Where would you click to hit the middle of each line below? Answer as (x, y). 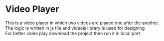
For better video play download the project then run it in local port (73, 33)
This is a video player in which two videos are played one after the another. (82, 23)
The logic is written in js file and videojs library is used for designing (75, 28)
